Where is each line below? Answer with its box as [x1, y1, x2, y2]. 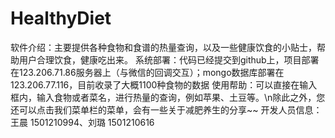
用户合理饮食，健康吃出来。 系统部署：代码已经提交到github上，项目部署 [18, 53, 320, 66]
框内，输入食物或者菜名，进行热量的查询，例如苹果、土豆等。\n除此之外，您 [10, 91, 326, 103]
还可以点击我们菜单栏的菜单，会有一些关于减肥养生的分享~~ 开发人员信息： [10, 103, 323, 116]
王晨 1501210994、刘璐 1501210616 [10, 116, 155, 128]
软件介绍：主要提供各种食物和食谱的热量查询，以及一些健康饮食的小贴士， [10, 41, 317, 53]
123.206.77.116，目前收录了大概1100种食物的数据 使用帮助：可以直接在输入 [10, 78, 318, 91]
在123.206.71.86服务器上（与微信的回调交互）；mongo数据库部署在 [10, 66, 285, 78]
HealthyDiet [10, 7, 112, 30]
